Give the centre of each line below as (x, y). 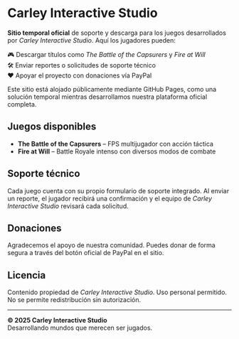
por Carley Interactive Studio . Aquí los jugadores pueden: (92, 40)
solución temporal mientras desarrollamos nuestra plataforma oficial (107, 97)
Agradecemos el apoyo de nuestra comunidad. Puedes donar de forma (111, 245)
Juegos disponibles (52, 127)
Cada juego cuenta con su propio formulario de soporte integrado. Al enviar (118, 190)
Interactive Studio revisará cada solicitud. (68, 206)
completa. (22, 104)
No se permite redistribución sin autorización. (74, 300)
